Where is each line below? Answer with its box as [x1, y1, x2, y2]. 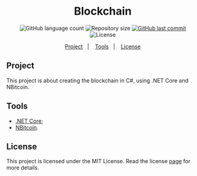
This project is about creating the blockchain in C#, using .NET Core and [6, 76, 188, 84]
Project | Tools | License [65, 43, 141, 50]
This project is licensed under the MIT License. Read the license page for [6, 158, 191, 165]
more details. [6, 164, 40, 172]
